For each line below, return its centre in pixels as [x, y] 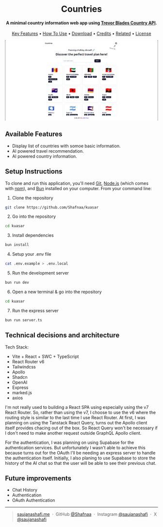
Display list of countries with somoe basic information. [66, 146]
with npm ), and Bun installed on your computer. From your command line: [78, 188]
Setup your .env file [32, 254]
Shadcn [20, 377]
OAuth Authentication [33, 500]
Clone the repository [33, 198]
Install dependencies [33, 235]
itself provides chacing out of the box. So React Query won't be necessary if [81, 428]
